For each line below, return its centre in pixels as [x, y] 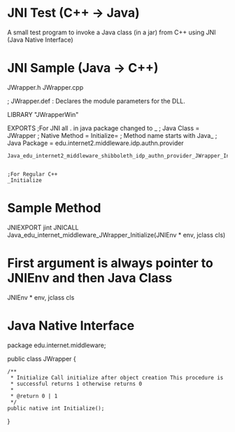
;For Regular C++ [33, 174]
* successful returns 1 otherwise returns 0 [76, 384]
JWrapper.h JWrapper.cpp [45, 87]
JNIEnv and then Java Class [90, 278]
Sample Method [54, 208]
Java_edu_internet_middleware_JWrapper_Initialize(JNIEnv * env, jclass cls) [116, 235]
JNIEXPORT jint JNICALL [43, 227]
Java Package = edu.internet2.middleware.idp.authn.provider [95, 143]
